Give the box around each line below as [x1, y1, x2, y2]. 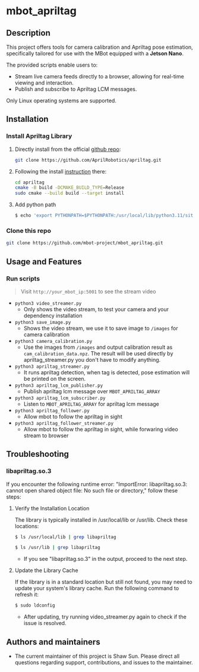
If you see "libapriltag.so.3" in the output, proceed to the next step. [23, 556, 188, 563]
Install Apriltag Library [6, 132, 72, 140]
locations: [14, 522, 39, 529]
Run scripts [6, 275, 40, 283]
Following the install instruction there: [14, 168, 107, 175]
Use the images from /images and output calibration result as [23, 343, 173, 351]
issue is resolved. [23, 620, 67, 627]
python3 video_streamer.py [14, 300, 82, 307]
